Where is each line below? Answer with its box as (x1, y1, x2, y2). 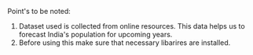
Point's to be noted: (7, 7, 71, 15)
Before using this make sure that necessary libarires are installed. (18, 38, 231, 47)
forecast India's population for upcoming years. (18, 30, 173, 39)
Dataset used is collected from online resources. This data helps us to (18, 22, 245, 30)
